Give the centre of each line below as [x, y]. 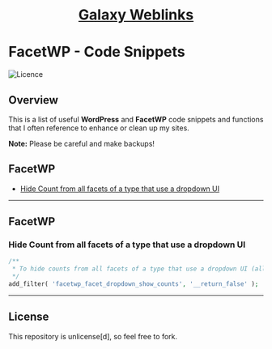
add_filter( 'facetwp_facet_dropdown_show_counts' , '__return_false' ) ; [134, 284]
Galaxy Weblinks [136, 15]
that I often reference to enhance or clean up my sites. [99, 128]
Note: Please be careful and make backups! [82, 143]
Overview [34, 100]
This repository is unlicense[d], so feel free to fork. [93, 336]
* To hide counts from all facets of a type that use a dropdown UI [130, 269]
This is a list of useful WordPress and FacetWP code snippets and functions [136, 119]
